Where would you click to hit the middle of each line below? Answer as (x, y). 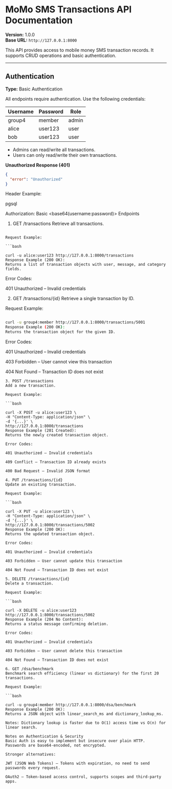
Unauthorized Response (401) (38, 165)
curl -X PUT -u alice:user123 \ (40, 511)
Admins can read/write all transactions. (54, 150)
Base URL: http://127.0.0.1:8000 (41, 40)
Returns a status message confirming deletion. (57, 624)
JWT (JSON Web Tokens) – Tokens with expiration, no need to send (78, 763)
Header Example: (24, 194)
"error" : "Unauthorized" (36, 179)
